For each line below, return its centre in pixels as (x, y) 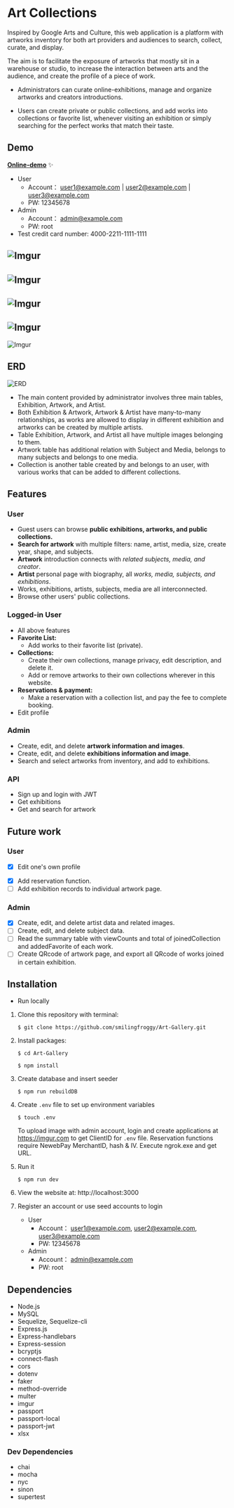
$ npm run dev (38, 1180)
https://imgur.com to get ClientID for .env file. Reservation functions (115, 1138)
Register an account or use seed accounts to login (90, 1206)
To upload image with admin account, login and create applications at (118, 1131)
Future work (34, 831)
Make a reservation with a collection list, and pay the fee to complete (127, 697)
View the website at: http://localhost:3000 (78, 1193)
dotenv (28, 1374)
